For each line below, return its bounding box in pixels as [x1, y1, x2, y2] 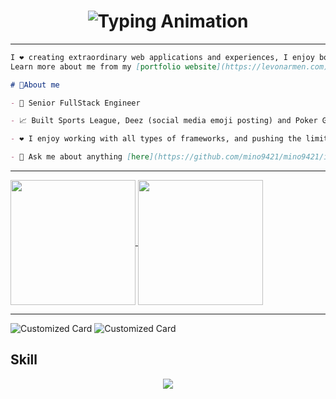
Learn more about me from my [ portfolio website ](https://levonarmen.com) [10, 61, 329, 72]
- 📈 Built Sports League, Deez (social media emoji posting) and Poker [10, 116, 318, 126]
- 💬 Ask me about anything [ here [10, 152, 150, 162]
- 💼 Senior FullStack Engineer [10, 98, 141, 108]
